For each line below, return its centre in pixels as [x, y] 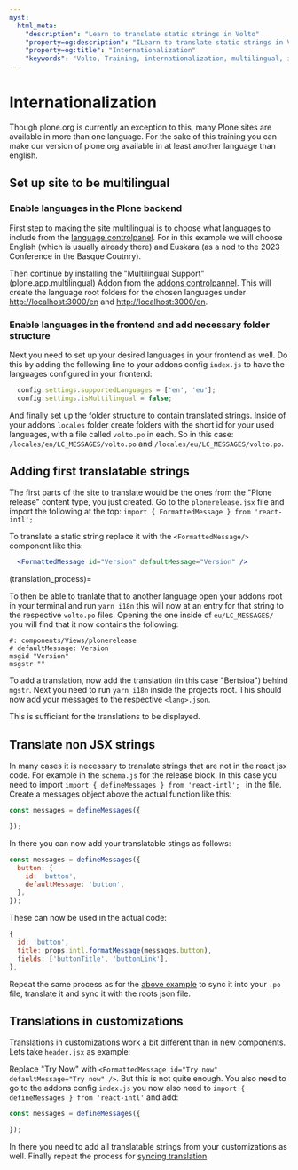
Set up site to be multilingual [90, 183]
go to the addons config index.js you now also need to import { [127, 1088]
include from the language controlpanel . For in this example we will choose [146, 237]
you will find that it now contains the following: [94, 624]
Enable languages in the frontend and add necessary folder [140, 325]
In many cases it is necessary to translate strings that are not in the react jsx [149, 766]
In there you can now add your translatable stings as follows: [120, 843]
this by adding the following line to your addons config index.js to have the [147, 364]
